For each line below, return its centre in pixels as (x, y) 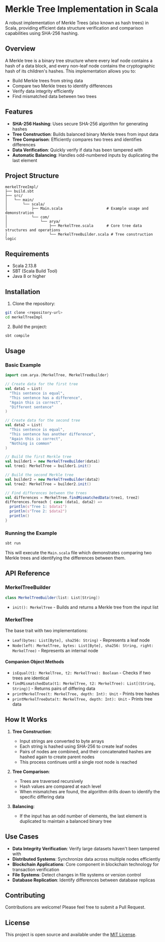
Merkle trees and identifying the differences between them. (66, 558)
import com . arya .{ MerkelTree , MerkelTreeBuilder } (57, 375)
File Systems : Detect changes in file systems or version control (77, 875)
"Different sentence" (32, 407)
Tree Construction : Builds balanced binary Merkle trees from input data (85, 134)
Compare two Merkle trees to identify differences (62, 86)
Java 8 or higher (29, 276)
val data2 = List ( (24, 425)
